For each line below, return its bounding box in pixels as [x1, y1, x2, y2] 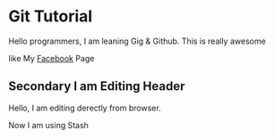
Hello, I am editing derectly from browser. [8, 102, 162, 113]
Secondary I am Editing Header [8, 78, 185, 94]
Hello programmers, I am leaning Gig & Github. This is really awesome [8, 36, 266, 46]
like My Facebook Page [8, 53, 95, 63]
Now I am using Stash [8, 119, 89, 130]
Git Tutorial [8, 6, 93, 27]
